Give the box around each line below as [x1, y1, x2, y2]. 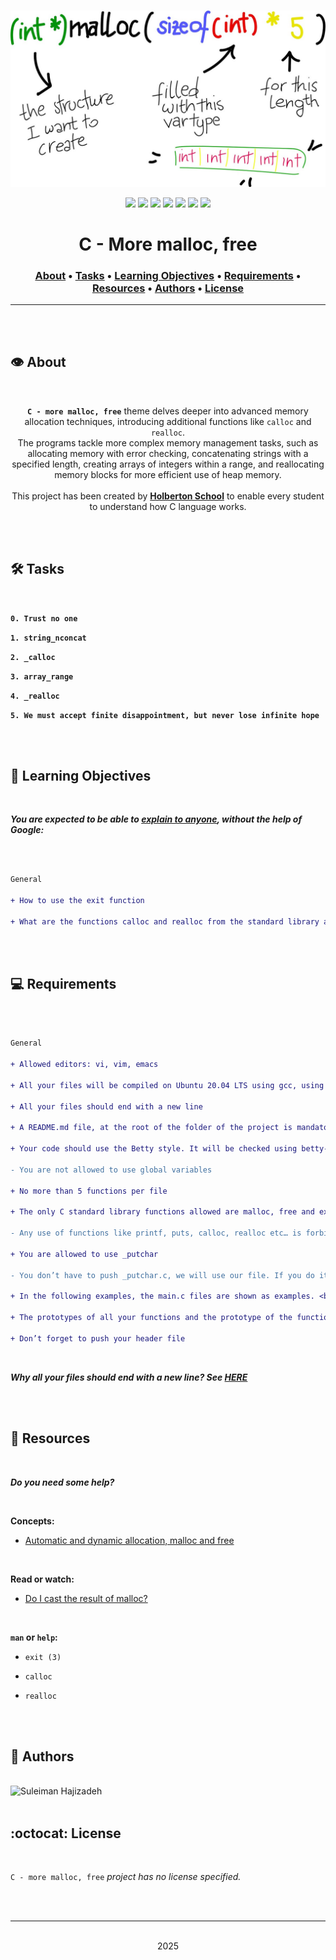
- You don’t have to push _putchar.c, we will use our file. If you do [10, 1270, 315, 1280]
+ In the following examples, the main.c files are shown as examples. [10, 1291, 315, 1302]
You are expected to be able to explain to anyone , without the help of [10, 813, 303, 825]
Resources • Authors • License [91, 281, 245, 295]
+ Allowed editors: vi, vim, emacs [10, 1060, 159, 1070]
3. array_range [10, 671, 74, 682]
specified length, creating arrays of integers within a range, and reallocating [11, 458, 325, 470]
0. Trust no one [10, 613, 78, 624]
